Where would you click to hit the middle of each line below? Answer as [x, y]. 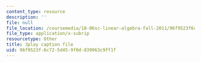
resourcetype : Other [32, 39]
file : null [20, 22]
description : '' [26, 17]
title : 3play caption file [40, 45]
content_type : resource [36, 12]
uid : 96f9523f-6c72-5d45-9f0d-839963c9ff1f [61, 50]
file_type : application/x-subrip [48, 34]
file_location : [25, 28]
